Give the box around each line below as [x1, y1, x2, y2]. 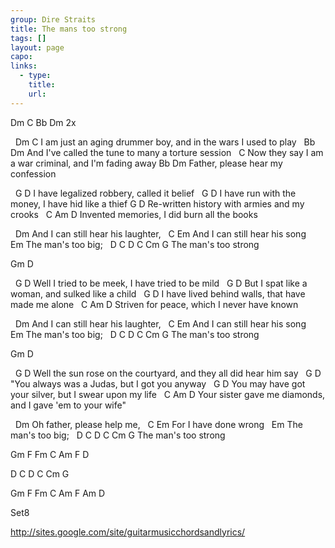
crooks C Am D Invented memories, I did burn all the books [10, 208, 258, 220]
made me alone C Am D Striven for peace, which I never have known [10, 298, 299, 310]
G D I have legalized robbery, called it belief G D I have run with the [14, 187, 297, 199]
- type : [19, 71, 52, 81]
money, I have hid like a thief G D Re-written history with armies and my [10, 197, 305, 210]
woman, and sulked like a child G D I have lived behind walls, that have [10, 287, 306, 300]
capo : [10, 52, 33, 62]
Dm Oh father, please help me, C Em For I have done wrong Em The [14, 418, 303, 430]
